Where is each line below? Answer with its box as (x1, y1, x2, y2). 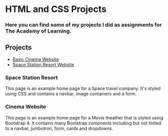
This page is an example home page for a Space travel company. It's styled (5, 85, 161, 91)
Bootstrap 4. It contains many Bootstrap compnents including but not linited (5, 120, 161, 126)
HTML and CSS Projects (5, 3, 107, 15)
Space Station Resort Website (12, 61, 74, 67)
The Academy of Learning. (5, 27, 72, 34)
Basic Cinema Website (12, 56, 59, 62)
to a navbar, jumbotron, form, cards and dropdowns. (5, 125, 113, 131)
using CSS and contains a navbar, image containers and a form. (5, 91, 137, 97)
